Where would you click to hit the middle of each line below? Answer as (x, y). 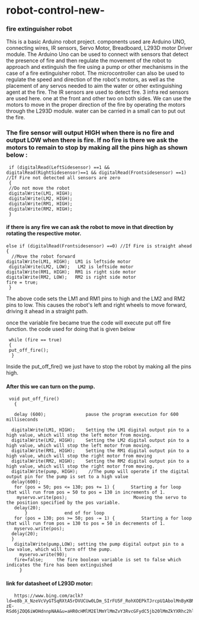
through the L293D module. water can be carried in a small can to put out (96, 111)
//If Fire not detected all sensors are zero (63, 178)
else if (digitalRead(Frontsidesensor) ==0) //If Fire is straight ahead (99, 246)
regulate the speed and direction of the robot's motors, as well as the (90, 80)
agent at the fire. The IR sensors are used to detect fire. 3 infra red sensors (97, 92)
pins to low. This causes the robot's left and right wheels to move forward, (97, 305)
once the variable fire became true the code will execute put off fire (89, 322)
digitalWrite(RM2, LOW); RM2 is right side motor (71, 277)
